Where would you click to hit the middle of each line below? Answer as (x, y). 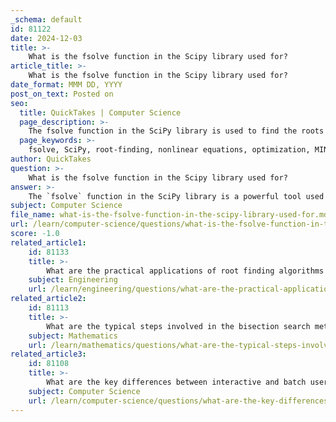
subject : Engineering (73, 280)
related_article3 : (48, 354)
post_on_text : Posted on (62, 94)
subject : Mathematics (73, 336)
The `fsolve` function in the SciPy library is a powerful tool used (176, 196)
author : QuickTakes (51, 159)
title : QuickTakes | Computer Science (100, 112)
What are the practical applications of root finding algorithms (185, 271)
